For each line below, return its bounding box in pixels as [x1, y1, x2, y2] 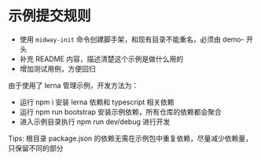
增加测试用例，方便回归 [19, 64, 96, 73]
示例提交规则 [8, 7, 92, 25]
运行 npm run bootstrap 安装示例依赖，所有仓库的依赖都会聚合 [19, 107, 222, 116]
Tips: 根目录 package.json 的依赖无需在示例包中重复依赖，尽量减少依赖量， [8, 133, 253, 143]
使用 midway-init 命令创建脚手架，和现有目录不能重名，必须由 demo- [19, 35, 245, 44]
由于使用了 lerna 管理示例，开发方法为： [8, 80, 139, 90]
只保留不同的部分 [8, 143, 64, 153]
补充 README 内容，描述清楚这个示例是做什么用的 [19, 54, 183, 64]
